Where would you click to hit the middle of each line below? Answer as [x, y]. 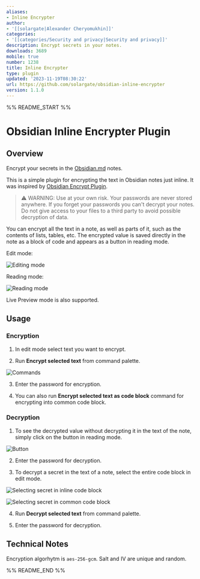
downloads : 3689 [26, 51]
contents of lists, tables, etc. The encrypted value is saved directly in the [96, 235]
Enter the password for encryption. [58, 384]
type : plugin [23, 73]
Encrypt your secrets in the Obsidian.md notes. [65, 168]
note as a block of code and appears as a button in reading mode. [88, 241]
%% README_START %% [38, 107]
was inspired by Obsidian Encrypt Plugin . [57, 186]
